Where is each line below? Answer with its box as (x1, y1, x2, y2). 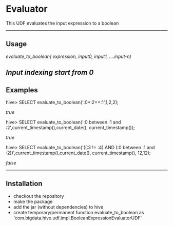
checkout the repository (13, 193, 64, 199)
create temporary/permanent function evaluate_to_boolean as (13, 209, 144, 215)
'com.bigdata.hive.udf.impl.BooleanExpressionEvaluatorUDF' (13, 215, 142, 221)
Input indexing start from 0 (6, 68, 94, 77)
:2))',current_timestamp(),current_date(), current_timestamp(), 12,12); (6, 150, 151, 156)
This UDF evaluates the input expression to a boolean (6, 20, 119, 26)
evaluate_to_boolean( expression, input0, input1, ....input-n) (6, 53, 131, 59)
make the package (13, 198, 53, 204)
